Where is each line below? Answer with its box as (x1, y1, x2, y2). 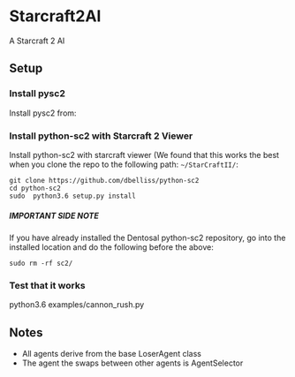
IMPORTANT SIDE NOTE (9, 210, 99, 221)
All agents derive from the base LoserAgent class (21, 349, 201, 358)
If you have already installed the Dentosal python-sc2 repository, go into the (9, 232, 286, 243)
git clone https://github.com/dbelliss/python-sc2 (9, 176, 200, 185)
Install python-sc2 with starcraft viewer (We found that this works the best (9, 149, 280, 160)
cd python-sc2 (9, 184, 62, 192)
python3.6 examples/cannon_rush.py (9, 299, 145, 310)
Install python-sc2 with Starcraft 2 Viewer (9, 130, 193, 142)
